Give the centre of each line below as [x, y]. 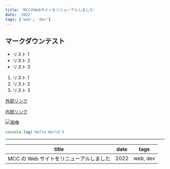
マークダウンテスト [35, 41]
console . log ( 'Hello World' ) [35, 132]
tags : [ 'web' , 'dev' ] [28, 19]
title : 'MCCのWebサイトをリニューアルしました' [51, 10]
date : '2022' [19, 15]
